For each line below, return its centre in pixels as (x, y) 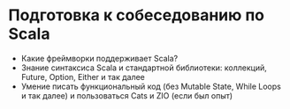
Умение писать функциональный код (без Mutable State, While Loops (151, 86)
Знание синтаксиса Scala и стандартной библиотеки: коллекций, (144, 68)
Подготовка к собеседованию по (136, 15)
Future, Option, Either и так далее (83, 76)
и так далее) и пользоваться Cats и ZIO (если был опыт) (127, 95)
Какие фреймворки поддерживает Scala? (99, 58)
